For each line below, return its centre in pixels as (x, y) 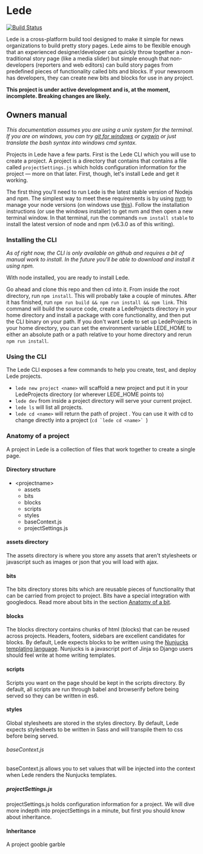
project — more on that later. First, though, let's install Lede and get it (93, 173)
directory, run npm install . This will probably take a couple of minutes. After (101, 296)
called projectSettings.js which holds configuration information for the (96, 167)
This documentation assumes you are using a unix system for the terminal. (100, 129)
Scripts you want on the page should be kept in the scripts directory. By (96, 682)
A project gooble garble (36, 844)
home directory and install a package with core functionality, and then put (98, 315)
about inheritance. (29, 817)
